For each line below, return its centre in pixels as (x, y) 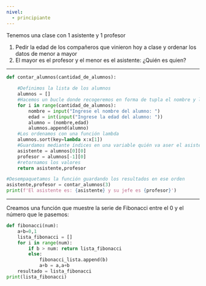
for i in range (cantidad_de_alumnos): (67, 105)
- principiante (31, 18)
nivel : (15, 12)
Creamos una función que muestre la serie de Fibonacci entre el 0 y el (95, 208)
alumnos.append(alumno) (59, 128)
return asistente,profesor (52, 168)
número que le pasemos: (38, 214)
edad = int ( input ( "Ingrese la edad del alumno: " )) (96, 117)
